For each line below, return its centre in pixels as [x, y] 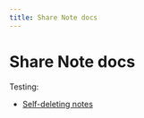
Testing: [24, 87]
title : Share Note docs [54, 17]
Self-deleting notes [58, 104]
